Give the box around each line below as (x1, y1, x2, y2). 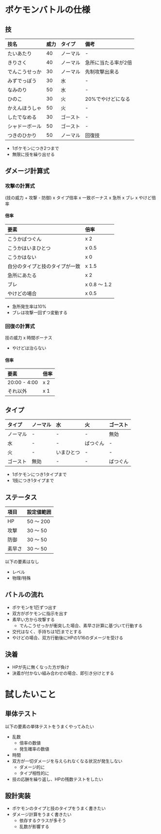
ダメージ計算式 (5, 167, 49, 175)
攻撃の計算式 (5, 183, 35, 190)
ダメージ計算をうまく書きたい (12, 812, 72, 818)
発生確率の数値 (19, 746, 49, 752)
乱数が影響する (19, 824, 49, 830)
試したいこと (5, 689, 57, 700)
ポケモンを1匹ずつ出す (12, 604, 57, 610)
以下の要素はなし (5, 559, 39, 565)
